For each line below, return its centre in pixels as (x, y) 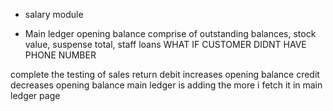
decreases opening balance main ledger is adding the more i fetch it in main (166, 85)
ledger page (35, 95)
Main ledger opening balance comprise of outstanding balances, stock (170, 33)
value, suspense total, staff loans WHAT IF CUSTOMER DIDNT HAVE (165, 44)
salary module (54, 14)
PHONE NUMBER (60, 55)
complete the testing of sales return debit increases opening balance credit (165, 74)
